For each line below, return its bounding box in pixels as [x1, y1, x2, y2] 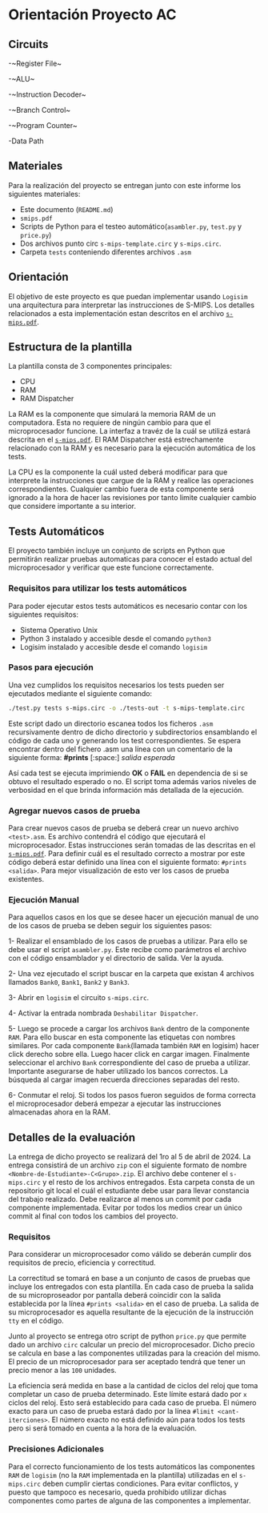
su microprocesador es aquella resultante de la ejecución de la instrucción [8, 1307, 254, 1317]
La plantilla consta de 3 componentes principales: [8, 362, 172, 371]
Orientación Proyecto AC [8, 6, 177, 24]
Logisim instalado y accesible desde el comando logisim [19, 642, 208, 651]
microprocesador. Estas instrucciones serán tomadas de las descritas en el [8, 840, 256, 850]
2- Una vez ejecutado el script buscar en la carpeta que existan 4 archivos [8, 969, 254, 979]
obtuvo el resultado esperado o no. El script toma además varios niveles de [8, 776, 257, 786]
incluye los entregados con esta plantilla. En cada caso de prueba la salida [8, 1282, 254, 1291]
